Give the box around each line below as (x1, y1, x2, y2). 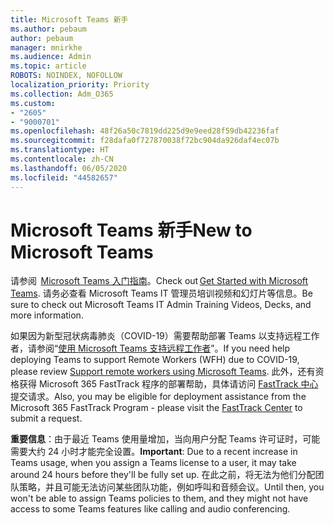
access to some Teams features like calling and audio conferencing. (10, 503, 291, 515)
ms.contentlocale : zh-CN (10, 154, 114, 164)
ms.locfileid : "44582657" (10, 172, 118, 183)
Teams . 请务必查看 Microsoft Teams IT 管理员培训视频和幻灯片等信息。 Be (10, 287, 313, 300)
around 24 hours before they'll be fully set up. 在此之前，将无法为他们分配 (10, 469, 316, 481)
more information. (10, 309, 84, 321)
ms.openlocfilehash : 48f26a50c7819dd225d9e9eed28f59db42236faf (10, 126, 280, 136)
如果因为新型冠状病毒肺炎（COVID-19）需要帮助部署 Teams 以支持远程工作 (10, 330, 320, 342)
